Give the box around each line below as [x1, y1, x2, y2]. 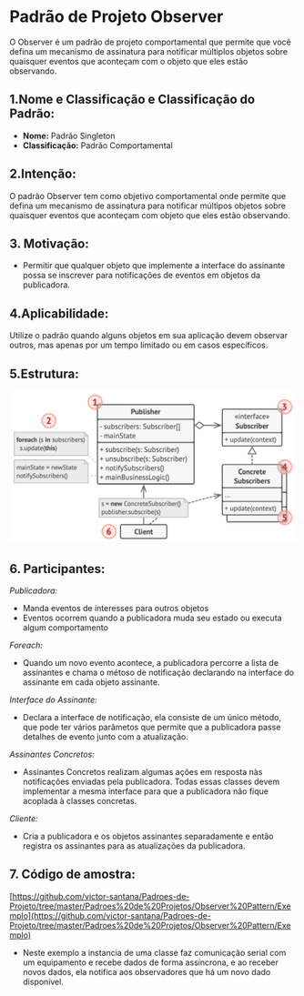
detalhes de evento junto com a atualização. [22, 731, 189, 742]
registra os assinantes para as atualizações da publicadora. [22, 840, 246, 851]
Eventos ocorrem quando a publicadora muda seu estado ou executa [22, 612, 282, 624]
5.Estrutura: [9, 366, 79, 381]
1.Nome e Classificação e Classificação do [9, 92, 256, 107]
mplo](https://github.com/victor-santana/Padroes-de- [9, 910, 212, 921]
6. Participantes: [9, 561, 106, 577]
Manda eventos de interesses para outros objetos [22, 603, 209, 614]
